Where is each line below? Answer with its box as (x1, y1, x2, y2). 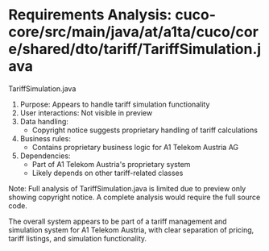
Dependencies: (19, 151, 71, 161)
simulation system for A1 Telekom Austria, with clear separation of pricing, (8, 224, 255, 235)
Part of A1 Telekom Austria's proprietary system (31, 159, 191, 169)
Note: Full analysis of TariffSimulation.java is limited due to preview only (8, 183, 246, 193)
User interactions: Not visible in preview (19, 107, 153, 118)
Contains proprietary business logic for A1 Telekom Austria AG (31, 142, 239, 152)
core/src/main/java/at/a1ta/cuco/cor (8, 23, 259, 41)
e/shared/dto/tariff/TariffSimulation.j (8, 40, 262, 58)
